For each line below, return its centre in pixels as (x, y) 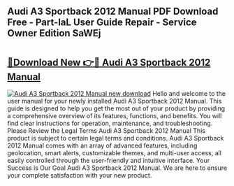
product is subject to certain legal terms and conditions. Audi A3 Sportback (116, 138)
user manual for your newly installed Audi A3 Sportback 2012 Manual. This (115, 101)
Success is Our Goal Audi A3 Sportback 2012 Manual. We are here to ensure (117, 168)
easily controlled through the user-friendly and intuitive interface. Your (109, 160)
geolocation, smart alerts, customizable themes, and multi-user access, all (115, 153)
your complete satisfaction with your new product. (80, 175)
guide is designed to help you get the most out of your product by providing (116, 108)
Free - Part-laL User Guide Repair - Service (102, 23)
